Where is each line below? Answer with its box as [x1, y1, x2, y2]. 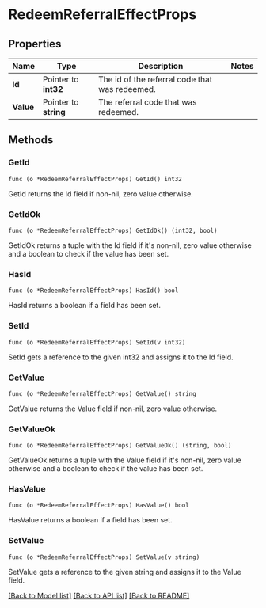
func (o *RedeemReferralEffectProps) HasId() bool [8, 287, 179, 294]
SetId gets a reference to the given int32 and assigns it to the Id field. [8, 352, 234, 362]
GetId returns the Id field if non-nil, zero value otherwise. [8, 188, 194, 199]
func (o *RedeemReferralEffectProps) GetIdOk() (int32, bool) [8, 226, 218, 234]
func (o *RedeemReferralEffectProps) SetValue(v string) [8, 553, 200, 561]
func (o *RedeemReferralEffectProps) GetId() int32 [8, 175, 182, 183]
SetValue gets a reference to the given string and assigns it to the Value [8, 567, 241, 576]
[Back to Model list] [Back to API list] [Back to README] [8, 591, 190, 600]
